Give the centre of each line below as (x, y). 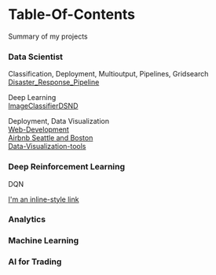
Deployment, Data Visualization (59, 121)
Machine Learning (44, 240)
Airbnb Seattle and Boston (51, 138)
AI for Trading (35, 262)
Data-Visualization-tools (47, 147)
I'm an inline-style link (44, 199)
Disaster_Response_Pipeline (54, 82)
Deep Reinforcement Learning (67, 167)
